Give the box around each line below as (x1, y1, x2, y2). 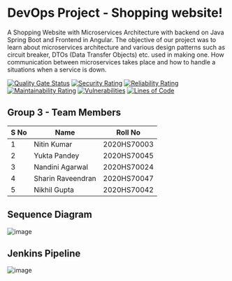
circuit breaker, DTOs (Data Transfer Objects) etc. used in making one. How (7, 50, 225, 59)
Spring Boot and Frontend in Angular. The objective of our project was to (7, 35, 217, 43)
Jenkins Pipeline (7, 247, 81, 259)
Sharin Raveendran (34, 173, 96, 183)
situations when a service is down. (7, 65, 107, 74)
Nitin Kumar (34, 139, 73, 149)
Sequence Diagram (7, 209, 92, 221)
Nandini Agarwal (34, 162, 89, 172)
